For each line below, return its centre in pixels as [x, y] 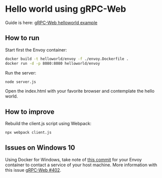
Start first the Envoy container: [36, 50]
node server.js [21, 82]
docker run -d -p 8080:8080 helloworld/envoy [52, 63]
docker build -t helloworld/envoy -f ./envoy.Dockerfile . [67, 59]
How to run [22, 38]
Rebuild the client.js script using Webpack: [48, 124]
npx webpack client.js [28, 133]
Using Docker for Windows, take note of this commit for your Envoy [73, 159]
